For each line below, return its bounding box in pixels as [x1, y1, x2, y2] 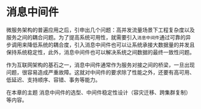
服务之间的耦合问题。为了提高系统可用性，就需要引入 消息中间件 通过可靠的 [6, 33, 186, 41]
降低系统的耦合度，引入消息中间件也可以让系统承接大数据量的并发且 [26, 41, 195, 48]
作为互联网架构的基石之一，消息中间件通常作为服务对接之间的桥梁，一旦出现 [6, 61, 195, 68]
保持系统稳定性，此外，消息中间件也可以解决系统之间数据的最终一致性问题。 [6, 48, 195, 55]
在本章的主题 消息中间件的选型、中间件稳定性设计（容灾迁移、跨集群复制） [6, 89, 191, 96]
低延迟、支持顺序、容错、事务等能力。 [6, 76, 100, 83]
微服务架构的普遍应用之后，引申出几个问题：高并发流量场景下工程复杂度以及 [6, 26, 195, 33]
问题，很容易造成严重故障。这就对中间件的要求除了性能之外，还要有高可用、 [6, 68, 195, 76]
